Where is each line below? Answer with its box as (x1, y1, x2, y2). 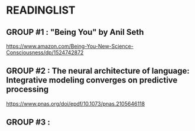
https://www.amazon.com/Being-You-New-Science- (6, 42, 134, 50)
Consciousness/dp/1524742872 (6, 49, 84, 56)
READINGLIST (6, 4, 76, 17)
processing (6, 84, 49, 94)
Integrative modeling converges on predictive (6, 75, 178, 86)
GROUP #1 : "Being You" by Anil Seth (6, 27, 144, 37)
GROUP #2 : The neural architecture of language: (6, 66, 190, 76)
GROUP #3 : (6, 117, 50, 127)
